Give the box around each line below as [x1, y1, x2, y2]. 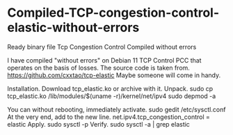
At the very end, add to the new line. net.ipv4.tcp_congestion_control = [7, 113, 211, 121]
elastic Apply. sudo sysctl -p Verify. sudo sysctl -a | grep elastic [7, 120, 190, 128]
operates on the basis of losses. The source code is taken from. [7, 63, 190, 72]
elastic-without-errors [7, 19, 140, 35]
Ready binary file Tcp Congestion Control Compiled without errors [7, 42, 197, 51]
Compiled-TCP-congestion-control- [7, 5, 220, 21]
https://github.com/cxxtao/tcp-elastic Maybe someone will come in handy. [7, 71, 221, 79]
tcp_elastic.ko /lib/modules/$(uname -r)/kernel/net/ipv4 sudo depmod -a [7, 92, 216, 100]
